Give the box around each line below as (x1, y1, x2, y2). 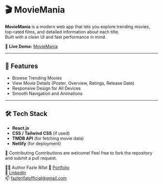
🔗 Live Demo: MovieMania (5, 43, 58, 49)
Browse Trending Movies (12, 75, 62, 81)
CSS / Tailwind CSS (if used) (12, 130, 70, 136)
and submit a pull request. (5, 155, 57, 161)
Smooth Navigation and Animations (12, 90, 83, 96)
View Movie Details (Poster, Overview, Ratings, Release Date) (12, 80, 134, 86)
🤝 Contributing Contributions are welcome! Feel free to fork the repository (5, 150, 153, 156)
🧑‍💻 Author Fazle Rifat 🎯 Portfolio (5, 164, 69, 170)
